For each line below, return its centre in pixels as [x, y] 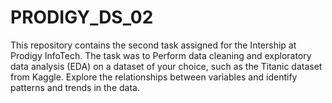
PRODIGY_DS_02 [82, 17]
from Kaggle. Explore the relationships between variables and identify [154, 77]
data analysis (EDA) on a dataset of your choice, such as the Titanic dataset [166, 66]
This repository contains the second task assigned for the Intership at [153, 45]
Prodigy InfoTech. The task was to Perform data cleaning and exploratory [161, 55]
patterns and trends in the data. [75, 87]
